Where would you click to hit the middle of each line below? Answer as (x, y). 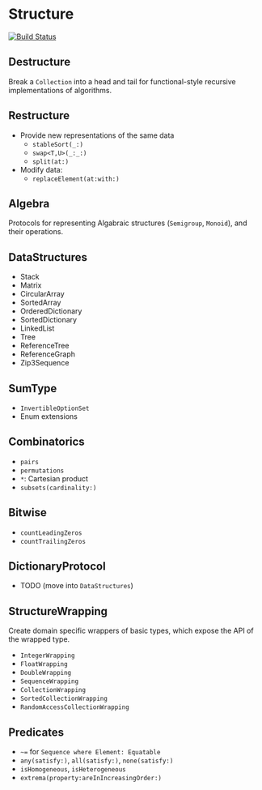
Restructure (39, 115)
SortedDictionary (49, 320)
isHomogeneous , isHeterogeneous (73, 769)
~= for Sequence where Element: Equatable (90, 752)
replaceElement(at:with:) (76, 179)
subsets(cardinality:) (58, 488)
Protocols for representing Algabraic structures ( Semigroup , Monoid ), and (128, 223)
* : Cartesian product (54, 478)
